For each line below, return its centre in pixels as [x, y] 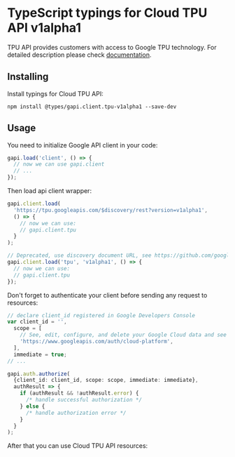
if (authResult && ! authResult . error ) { [79, 393]
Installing [28, 77]
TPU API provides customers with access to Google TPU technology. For [112, 47]
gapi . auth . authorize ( [39, 373]
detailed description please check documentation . [79, 55]
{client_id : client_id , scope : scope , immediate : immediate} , [106, 380]
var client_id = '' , [37, 322]
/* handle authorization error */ [76, 413]
